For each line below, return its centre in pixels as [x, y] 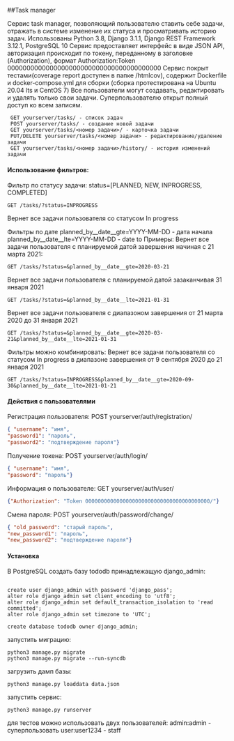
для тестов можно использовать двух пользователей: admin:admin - [109, 723]
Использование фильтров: [48, 169]
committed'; [24, 609]
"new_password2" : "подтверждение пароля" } [70, 540]
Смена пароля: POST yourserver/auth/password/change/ [91, 514]
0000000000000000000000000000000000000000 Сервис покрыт [108, 68]
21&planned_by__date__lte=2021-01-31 [62, 339]
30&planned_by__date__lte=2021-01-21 [62, 386]
